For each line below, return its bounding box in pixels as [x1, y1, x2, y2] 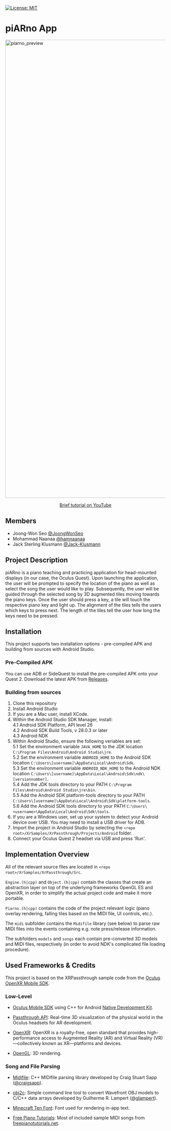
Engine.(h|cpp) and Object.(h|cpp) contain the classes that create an [5, 879, 152, 885]
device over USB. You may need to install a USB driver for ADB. [12, 819, 146, 825]
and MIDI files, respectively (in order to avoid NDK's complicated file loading [5, 941, 165, 947]
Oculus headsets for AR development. [12, 1020, 93, 1026]
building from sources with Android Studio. [5, 646, 95, 653]
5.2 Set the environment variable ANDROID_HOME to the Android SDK [12, 754, 151, 760]
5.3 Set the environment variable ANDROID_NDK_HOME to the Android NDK [12, 765, 161, 771]
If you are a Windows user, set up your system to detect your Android [12, 813, 159, 819]
